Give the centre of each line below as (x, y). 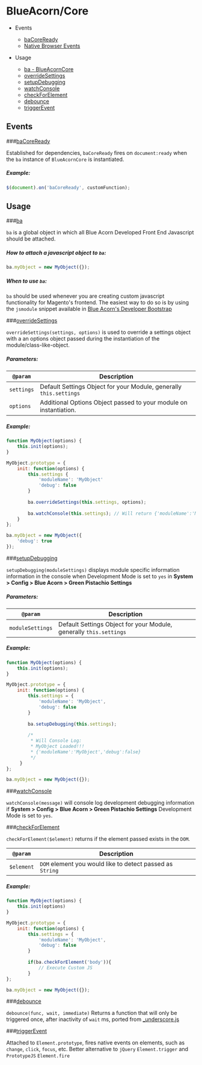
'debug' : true (35, 541)
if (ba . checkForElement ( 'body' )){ (70, 963)
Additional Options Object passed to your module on (114, 403)
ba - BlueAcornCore (49, 69)
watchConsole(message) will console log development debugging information (100, 803)
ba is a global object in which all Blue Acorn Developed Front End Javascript (100, 233)
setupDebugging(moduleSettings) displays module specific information (93, 570)
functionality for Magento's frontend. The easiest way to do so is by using (98, 303)
